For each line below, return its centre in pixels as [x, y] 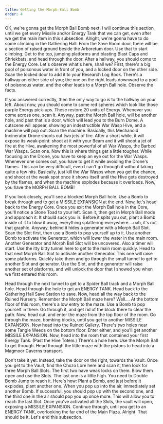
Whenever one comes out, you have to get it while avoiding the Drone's [77, 161]
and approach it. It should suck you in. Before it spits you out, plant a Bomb [80, 217]
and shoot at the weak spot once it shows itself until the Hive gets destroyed [81, 177]
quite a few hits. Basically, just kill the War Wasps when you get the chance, [81, 172]
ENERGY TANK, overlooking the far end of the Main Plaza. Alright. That [76, 412]
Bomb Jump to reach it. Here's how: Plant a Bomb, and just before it [73, 381]
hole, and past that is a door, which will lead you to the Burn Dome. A [74, 120]
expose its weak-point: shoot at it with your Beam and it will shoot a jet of [78, 141]
